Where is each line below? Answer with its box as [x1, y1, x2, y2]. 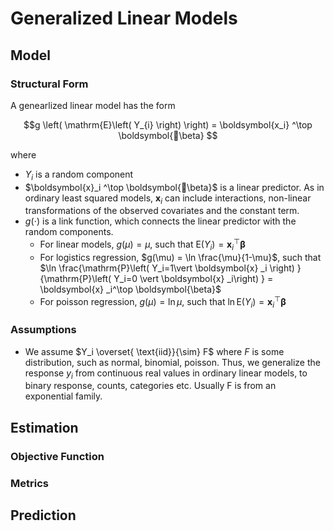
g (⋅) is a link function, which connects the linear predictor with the [24, 215, 297, 227]
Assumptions [10, 323, 77, 337]
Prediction [10, 507, 77, 524]
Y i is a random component [24, 168, 134, 182]
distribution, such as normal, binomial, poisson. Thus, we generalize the [24, 356, 321, 368]
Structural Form [10, 77, 89, 91]
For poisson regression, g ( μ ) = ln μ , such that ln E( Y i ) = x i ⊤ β [39, 293, 287, 310]
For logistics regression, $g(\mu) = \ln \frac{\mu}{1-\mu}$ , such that [39, 251, 322, 263]
